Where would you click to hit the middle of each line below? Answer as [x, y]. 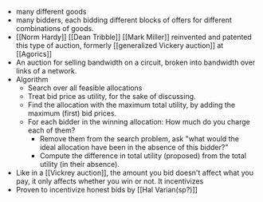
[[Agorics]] [34, 54]
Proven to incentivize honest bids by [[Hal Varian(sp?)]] [106, 190]
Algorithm [32, 79]
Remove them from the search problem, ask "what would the [139, 139]
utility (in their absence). [79, 164]
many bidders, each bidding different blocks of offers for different [124, 20]
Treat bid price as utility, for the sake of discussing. [112, 96]
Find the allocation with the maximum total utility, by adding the [131, 105]
